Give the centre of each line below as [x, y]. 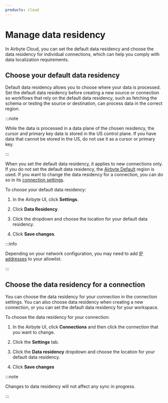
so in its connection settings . [35, 180]
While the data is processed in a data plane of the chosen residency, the [80, 128]
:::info [11, 244]
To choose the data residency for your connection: [57, 317]
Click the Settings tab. [36, 342]
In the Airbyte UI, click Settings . [45, 199]
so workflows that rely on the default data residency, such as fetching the [81, 98]
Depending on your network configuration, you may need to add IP [74, 254]
